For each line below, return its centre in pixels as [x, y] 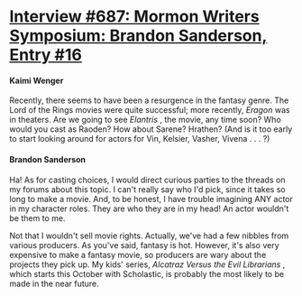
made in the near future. [54, 283]
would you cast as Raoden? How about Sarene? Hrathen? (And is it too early [151, 129]
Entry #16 [46, 55]
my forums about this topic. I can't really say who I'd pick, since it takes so [147, 189]
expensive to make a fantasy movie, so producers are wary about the [138, 254]
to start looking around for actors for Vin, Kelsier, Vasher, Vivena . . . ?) [140, 139]
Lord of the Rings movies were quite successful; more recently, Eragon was [150, 110]
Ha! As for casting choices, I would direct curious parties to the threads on [147, 180]
